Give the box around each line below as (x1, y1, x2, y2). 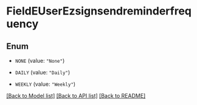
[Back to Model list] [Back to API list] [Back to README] (6, 92, 146, 99)
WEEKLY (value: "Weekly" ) (15, 80, 76, 87)
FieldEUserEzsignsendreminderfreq (6, 4, 192, 18)
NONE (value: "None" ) (15, 57, 65, 64)
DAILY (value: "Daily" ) (15, 69, 71, 76)
